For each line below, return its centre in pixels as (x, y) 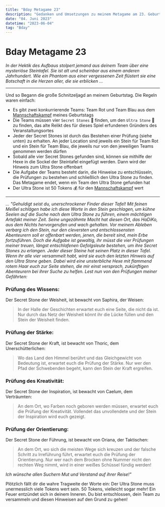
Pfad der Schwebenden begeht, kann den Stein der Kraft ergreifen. (85, 368)
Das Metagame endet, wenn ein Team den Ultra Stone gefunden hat (81, 183)
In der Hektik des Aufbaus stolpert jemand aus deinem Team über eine (77, 66)
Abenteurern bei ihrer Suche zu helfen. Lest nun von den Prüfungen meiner (81, 271)
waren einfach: (21, 100)
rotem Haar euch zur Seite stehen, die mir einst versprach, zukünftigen (77, 266)
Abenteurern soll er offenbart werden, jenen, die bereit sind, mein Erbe (77, 235)
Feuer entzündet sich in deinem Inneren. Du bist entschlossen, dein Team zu (83, 494)
